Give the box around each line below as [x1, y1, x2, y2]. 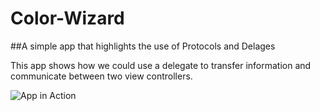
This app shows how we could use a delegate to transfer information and [10, 59, 312, 71]
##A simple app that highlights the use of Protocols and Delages [10, 40, 276, 52]
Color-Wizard [10, 7, 125, 30]
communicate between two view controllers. [10, 70, 193, 82]
